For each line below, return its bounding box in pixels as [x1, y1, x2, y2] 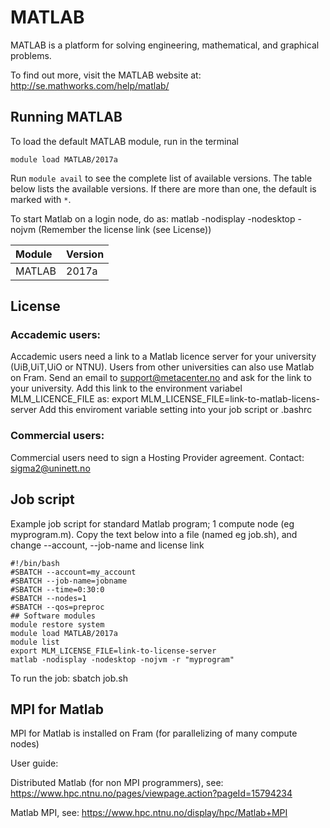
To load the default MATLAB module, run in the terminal [10, 135, 239, 147]
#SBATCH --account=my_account [10, 567, 137, 577]
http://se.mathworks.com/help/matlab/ [10, 79, 170, 91]
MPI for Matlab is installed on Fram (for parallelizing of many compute [10, 727, 298, 740]
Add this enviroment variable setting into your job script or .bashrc [39, 404, 313, 416]
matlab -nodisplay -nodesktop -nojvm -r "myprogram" [10, 654, 235, 665]
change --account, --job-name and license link [10, 539, 205, 551]
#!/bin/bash [10, 558, 60, 568]
